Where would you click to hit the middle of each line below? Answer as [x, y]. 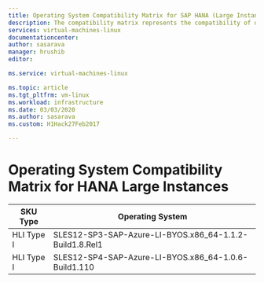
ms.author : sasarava [42, 117]
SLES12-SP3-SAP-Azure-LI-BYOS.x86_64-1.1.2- [150, 234]
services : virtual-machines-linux [65, 30]
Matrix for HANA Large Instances [119, 187]
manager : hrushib [37, 52]
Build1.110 [73, 266]
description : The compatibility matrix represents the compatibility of [130, 23]
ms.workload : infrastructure [56, 102]
